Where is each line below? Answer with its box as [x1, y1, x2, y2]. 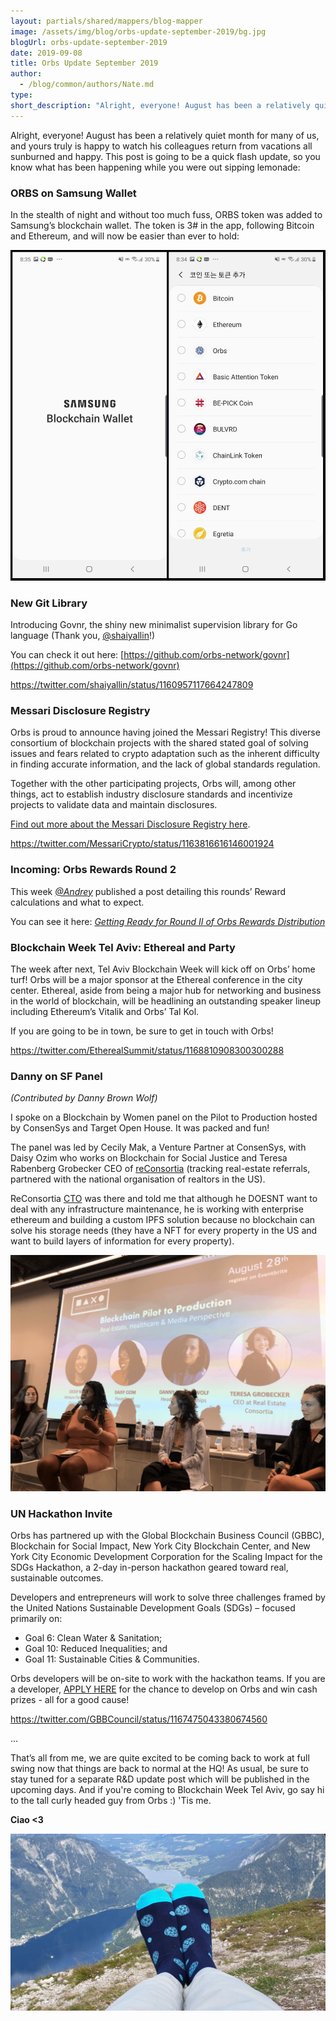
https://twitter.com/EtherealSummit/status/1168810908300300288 [10, 1044, 285, 1056]
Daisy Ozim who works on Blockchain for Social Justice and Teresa [10, 1152, 288, 1164]
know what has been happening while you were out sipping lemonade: [10, 161, 301, 173]
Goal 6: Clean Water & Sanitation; [24, 1631, 163, 1644]
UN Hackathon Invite [10, 1506, 113, 1520]
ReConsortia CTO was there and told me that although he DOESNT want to [10, 1193, 318, 1205]
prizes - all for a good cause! [10, 1693, 130, 1705]
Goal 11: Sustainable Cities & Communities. [24, 1653, 200, 1665]
